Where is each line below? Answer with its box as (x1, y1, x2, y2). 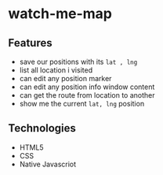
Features (8, 36, 53, 50)
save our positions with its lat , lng (19, 57, 138, 66)
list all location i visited (19, 65, 92, 75)
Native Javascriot (19, 159, 77, 169)
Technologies (8, 121, 77, 135)
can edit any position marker (19, 74, 112, 83)
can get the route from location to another (19, 91, 155, 99)
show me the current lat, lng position (19, 99, 145, 108)
